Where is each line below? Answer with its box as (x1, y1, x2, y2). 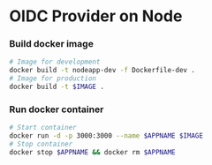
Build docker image (9, 38, 95, 50)
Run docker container (9, 103, 104, 116)
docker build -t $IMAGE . (9, 82, 104, 92)
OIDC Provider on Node (9, 6, 183, 26)
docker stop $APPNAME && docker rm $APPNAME (9, 147, 176, 156)
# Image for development (9, 57, 101, 67)
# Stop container (9, 139, 73, 149)
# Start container (9, 124, 77, 132)
